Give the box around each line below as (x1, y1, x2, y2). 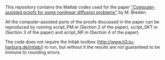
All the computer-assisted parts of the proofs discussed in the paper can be (5, 19, 160, 25)
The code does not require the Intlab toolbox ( (5, 39, 99, 45)
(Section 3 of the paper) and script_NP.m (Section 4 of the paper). (5, 30, 140, 35)
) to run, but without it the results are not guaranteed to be (41, 44, 161, 50)
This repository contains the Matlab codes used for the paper (5, 4, 130, 10)
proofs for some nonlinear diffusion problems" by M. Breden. (23, 9, 147, 15)
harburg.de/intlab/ (5, 44, 42, 50)
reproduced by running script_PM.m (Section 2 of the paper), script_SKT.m (5, 24, 158, 30)
